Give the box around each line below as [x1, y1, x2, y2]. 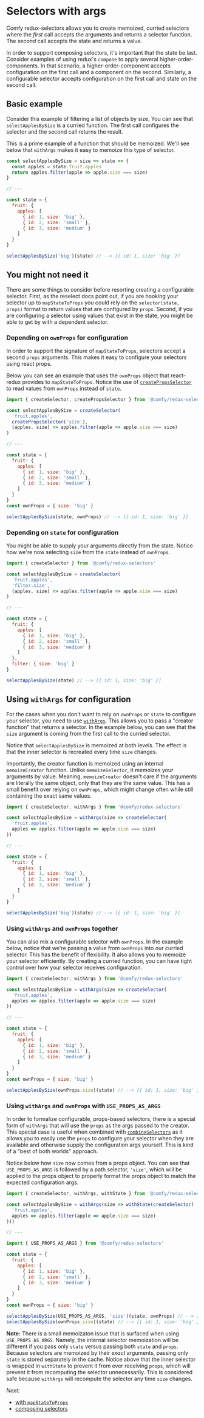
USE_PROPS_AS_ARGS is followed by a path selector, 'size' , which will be [6, 1166, 182, 1173]
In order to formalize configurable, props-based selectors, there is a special [6, 1115, 195, 1123]
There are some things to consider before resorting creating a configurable [6, 286, 194, 293]
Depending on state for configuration [6, 528, 119, 536]
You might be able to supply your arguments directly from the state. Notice [6, 542, 193, 549]
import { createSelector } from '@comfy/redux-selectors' [6, 560, 156, 566]
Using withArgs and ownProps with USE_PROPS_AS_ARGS [6, 1101, 161, 1110]
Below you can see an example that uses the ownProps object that [6, 372, 169, 379]
